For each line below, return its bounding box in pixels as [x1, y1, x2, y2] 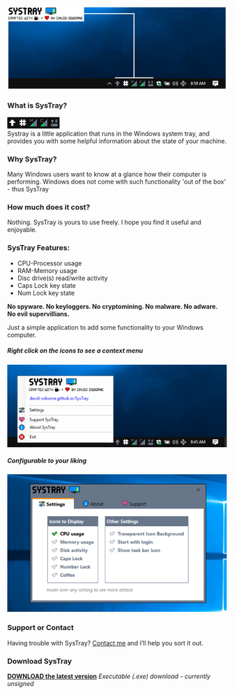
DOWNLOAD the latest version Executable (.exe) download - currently [7, 672, 211, 680]
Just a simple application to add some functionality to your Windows [7, 323, 204, 331]
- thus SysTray [7, 184, 49, 193]
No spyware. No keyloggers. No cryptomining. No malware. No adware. [7, 302, 218, 310]
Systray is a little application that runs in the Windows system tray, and [7, 129, 210, 138]
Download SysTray [7, 656, 72, 666]
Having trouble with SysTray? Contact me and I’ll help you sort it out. [7, 638, 204, 647]
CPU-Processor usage [17, 258, 82, 268]
